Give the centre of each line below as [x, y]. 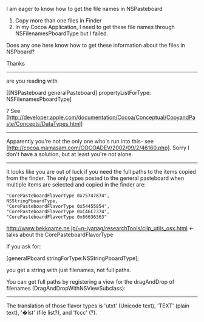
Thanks [16, 63]
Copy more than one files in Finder [58, 20]
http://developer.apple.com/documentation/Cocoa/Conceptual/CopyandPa [102, 117]
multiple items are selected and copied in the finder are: [76, 184]
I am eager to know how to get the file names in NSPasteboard [84, 9]
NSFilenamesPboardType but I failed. [62, 33]
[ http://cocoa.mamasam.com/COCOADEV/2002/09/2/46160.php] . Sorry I [98, 148]
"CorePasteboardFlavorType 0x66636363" [57, 217]
